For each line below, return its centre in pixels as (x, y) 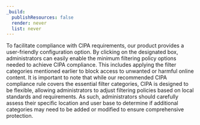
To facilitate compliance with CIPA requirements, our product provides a (95, 46)
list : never (27, 29)
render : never (29, 23)
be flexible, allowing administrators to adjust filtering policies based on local (100, 90)
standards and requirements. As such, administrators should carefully (92, 97)
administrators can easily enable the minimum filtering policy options (91, 58)
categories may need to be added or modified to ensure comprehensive (95, 109)
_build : (16, 12)
